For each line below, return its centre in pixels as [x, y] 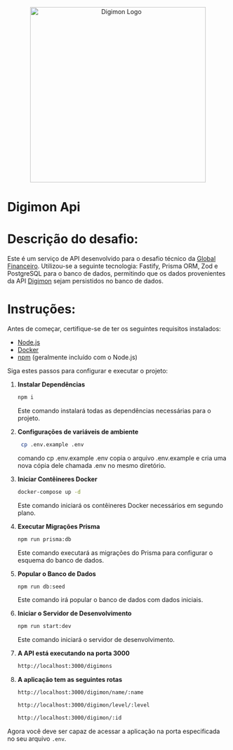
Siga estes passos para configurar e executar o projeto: [88, 371]
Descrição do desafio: [73, 239]
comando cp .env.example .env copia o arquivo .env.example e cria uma [122, 458]
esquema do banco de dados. [60, 560]
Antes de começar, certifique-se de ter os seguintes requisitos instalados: [114, 329]
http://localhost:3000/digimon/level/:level [84, 705]
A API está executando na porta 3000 [73, 653]
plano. [27, 513]
